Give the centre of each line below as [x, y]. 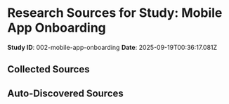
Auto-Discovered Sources [66, 93]
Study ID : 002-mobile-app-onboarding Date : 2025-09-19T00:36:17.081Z [112, 47]
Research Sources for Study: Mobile [115, 13]
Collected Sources [48, 69]
